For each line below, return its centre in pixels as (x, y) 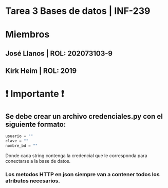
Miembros (27, 35)
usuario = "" (19, 136)
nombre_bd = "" (22, 146)
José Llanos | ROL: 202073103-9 (59, 53)
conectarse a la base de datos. (38, 161)
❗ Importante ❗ (35, 94)
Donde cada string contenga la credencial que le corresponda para (76, 155)
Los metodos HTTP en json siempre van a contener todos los (83, 174)
